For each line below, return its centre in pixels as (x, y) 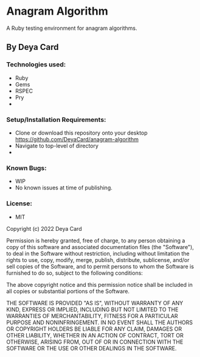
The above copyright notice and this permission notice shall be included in (99, 285)
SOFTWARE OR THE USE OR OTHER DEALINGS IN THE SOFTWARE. (91, 348)
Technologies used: (36, 65)
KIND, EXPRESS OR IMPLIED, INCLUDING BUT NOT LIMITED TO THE (92, 309)
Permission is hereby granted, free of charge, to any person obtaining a (96, 240)
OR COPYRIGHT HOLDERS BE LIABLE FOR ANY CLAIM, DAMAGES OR (94, 329)
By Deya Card (33, 47)
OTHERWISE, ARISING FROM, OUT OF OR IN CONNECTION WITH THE (95, 342)
